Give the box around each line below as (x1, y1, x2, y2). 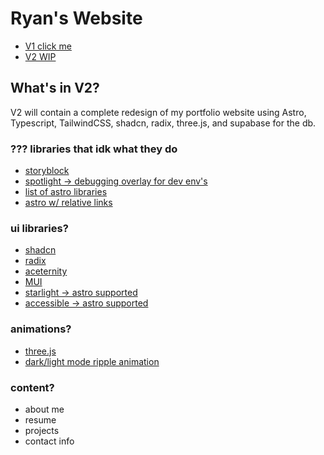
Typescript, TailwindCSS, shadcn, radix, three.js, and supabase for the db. (10, 117, 317, 129)
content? (10, 380, 55, 394)
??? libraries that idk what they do (10, 142, 178, 156)
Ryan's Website (10, 7, 143, 30)
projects (24, 424, 60, 436)
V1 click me (24, 40, 72, 52)
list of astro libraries (24, 186, 108, 198)
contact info (24, 435, 75, 447)
